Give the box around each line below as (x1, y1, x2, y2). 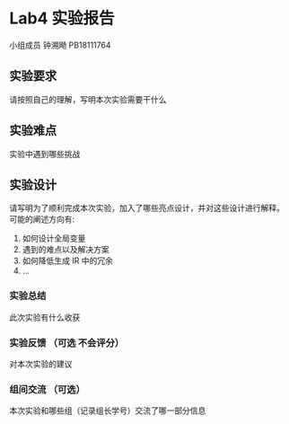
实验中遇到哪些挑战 (9, 148, 81, 159)
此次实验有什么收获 (9, 312, 81, 322)
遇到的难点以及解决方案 (22, 244, 109, 255)
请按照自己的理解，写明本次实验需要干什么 (9, 93, 167, 104)
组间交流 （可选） (9, 383, 85, 395)
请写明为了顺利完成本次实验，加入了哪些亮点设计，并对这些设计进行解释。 (9, 203, 285, 214)
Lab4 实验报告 (9, 8, 115, 29)
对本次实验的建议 (9, 358, 73, 369)
